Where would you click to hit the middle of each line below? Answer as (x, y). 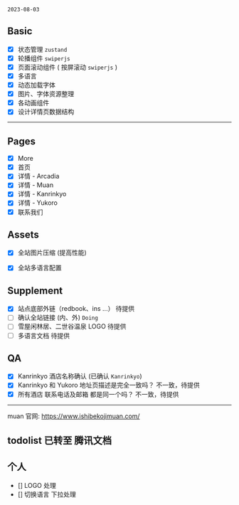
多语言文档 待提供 (43, 335)
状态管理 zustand (42, 49)
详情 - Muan (36, 185)
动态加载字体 (36, 85)
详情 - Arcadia (38, 176)
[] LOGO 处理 (37, 485)
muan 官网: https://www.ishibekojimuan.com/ (74, 416)
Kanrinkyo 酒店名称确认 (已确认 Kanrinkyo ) (80, 376)
